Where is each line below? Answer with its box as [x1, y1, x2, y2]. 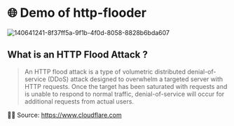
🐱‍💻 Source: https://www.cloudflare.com [7, 111, 122, 119]
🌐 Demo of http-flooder [7, 5, 147, 21]
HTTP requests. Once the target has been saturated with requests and [24, 82, 228, 90]
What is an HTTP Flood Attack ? [7, 49, 149, 61]
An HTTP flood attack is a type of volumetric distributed [24, 67, 186, 76]
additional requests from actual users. [24, 97, 135, 106]
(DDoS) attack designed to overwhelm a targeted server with [48, 75, 223, 83]
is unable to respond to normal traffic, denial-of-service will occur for [24, 90, 225, 98]
